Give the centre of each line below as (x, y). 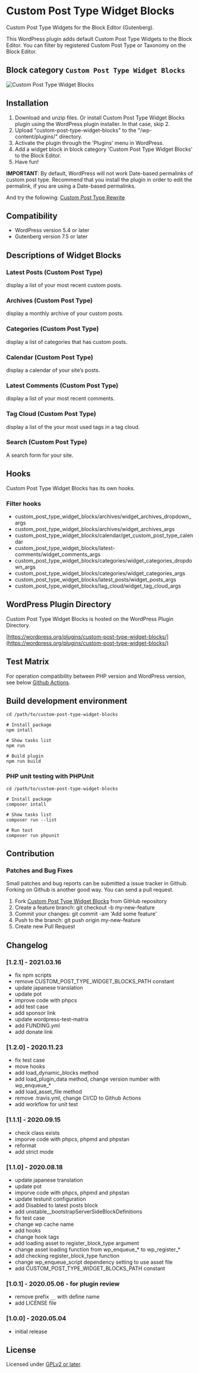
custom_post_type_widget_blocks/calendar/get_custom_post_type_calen (104, 535)
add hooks (28, 1230)
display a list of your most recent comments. (61, 399)
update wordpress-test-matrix (52, 1020)
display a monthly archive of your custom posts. (65, 314)
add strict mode (34, 1151)
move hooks (30, 1066)
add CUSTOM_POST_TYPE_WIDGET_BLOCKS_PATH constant (90, 1268)
